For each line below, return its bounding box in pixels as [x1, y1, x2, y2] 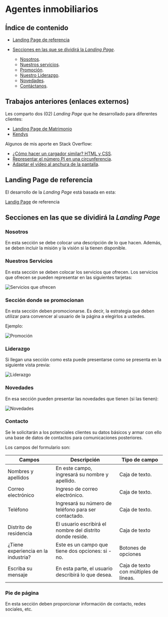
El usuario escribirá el [55, 520, 106, 527]
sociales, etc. [5, 606, 32, 612]
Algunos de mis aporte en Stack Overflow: [5, 140, 92, 146]
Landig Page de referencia [5, 199, 60, 205]
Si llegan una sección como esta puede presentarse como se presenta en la [5, 357, 161, 363]
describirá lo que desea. [55, 571, 112, 578]
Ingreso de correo [55, 485, 98, 492]
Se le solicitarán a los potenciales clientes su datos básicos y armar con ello [5, 429, 162, 435]
